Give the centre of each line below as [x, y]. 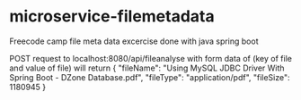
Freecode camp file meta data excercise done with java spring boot [134, 41]
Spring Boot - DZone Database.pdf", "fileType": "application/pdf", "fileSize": [150, 77]
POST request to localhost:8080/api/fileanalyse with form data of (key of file [150, 58]
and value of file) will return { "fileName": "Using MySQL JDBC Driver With [147, 68]
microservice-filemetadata [112, 17]
